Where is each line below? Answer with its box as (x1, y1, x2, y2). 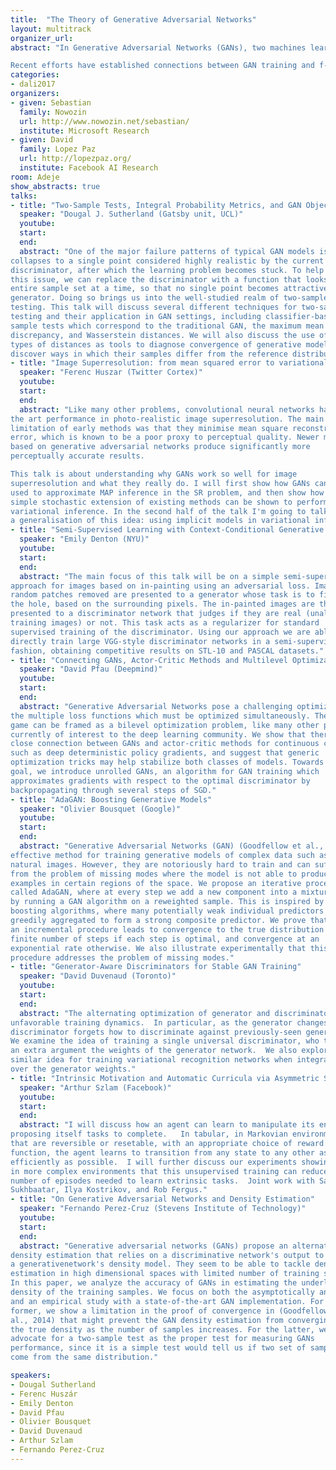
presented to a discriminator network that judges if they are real (10, 609, 302, 619)
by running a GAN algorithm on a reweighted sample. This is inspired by (10, 897, 325, 907)
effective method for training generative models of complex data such (10, 850, 315, 860)
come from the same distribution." (10, 1352, 159, 1363)
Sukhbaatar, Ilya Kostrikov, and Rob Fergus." (10, 1185, 208, 1195)
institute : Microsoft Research (19, 126, 150, 136)
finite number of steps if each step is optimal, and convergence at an (10, 934, 320, 944)
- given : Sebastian (10, 97, 92, 108)
